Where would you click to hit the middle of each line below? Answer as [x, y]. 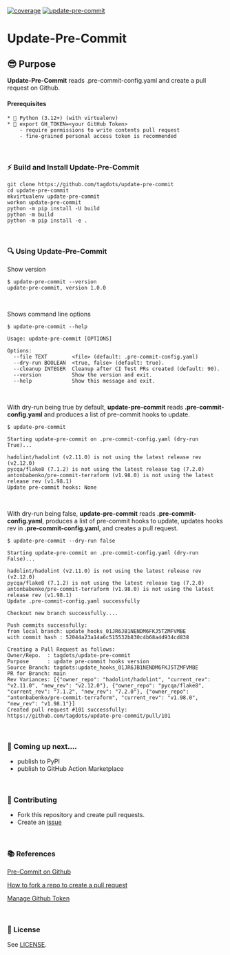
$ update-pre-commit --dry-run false [61, 541]
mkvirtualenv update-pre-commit [53, 197]
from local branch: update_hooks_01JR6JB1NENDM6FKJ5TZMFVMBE [97, 631]
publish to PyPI [38, 761]
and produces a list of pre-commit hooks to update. [117, 414]
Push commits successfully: [48, 625]
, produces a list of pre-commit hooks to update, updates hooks [133, 521]
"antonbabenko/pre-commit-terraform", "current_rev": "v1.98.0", [103, 697]
